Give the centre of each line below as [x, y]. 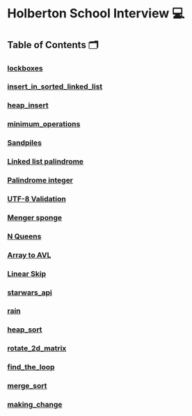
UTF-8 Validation [37, 199]
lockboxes [25, 68]
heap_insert [28, 105]
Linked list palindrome [46, 162]
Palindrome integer [40, 180]
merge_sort [27, 386]
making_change [35, 405]
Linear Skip [27, 274]
